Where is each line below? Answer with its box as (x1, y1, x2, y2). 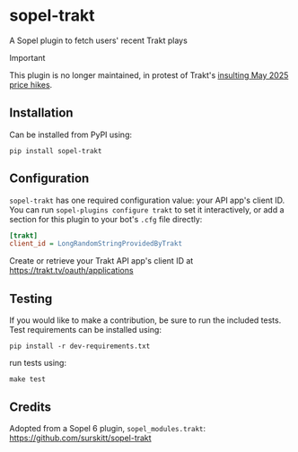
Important (9, 52, 46, 63)
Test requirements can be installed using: (9, 325, 162, 335)
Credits (9, 399, 52, 414)
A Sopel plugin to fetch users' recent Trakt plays (9, 35, 188, 46)
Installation (9, 105, 74, 121)
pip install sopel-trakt (9, 146, 102, 155)
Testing (9, 291, 53, 306)
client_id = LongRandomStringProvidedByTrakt (9, 239, 182, 248)
